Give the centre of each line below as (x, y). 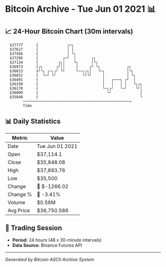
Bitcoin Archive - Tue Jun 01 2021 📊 (81, 9)
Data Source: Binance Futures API (47, 245)
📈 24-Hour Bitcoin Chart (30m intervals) (69, 31)
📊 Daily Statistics (33, 121)
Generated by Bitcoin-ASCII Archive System (50, 259)
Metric (20, 137)
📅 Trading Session (34, 228)
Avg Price (19, 210)
